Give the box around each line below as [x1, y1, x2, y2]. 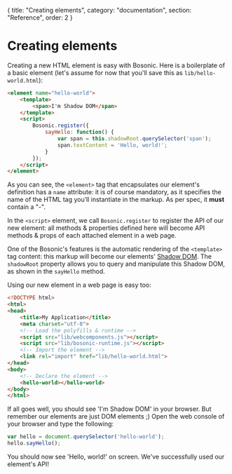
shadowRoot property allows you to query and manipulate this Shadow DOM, [7, 259, 226, 269]
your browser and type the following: [7, 420, 114, 428]
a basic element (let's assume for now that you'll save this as [7, 68, 184, 76]
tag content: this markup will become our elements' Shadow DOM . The [7, 252, 212, 261]
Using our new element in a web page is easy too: [7, 280, 152, 290]
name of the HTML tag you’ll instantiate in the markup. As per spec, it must [7, 196, 225, 204]
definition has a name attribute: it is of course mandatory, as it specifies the [7, 188, 222, 196]
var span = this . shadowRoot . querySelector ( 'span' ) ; [57, 135, 212, 142]
